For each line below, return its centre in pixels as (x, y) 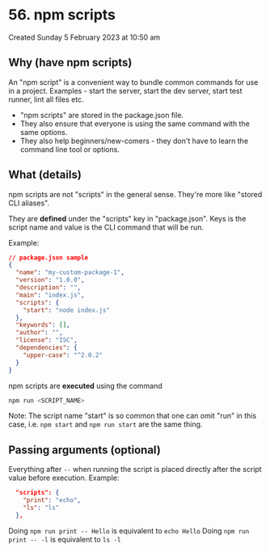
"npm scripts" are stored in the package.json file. (102, 115)
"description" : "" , (49, 288)
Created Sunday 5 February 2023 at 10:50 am (84, 37)
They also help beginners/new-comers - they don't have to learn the (134, 141)
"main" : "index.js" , (50, 295)
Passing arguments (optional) (85, 450)
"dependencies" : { (47, 348)
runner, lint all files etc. (46, 99)
